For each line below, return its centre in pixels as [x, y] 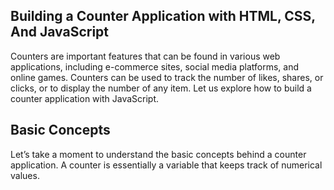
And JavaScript [60, 32]
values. [25, 175]
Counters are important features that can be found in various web [145, 56]
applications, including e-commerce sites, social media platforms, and [155, 66]
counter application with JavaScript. [85, 98]
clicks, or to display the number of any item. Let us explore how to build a [161, 88]
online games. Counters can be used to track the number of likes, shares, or [167, 77]
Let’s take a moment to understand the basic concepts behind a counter [158, 154]
